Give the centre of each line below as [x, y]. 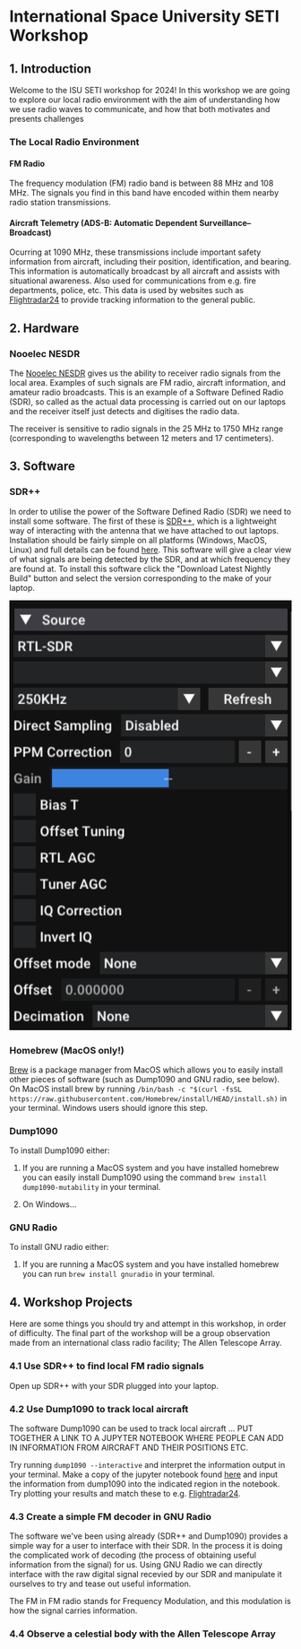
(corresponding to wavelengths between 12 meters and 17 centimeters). [142, 438]
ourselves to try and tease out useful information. [100, 1584]
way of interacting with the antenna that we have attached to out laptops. [144, 530]
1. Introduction [50, 69]
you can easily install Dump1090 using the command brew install [144, 1177]
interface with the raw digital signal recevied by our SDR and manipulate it [146, 1575]
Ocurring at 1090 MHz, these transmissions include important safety [135, 252]
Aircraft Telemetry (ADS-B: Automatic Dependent [103, 222]
